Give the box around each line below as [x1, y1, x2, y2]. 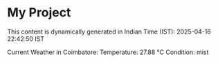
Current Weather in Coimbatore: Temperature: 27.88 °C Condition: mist [7, 48, 209, 56]
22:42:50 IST [7, 34, 45, 42]
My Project [7, 5, 71, 21]
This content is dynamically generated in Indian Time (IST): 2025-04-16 [7, 27, 211, 36]
